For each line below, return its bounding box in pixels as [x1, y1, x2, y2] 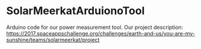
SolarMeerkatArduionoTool [6, 4, 145, 18]
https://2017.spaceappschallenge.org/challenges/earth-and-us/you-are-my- [6, 30, 196, 37]
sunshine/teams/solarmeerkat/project [6, 36, 100, 43]
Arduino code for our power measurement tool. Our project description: [6, 24, 184, 31]
